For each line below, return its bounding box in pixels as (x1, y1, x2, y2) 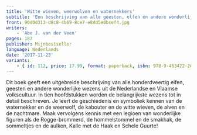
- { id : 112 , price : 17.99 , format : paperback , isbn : (16, 63, 151, 69)
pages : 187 (6, 36, 33, 41)
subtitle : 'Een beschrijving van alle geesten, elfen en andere (6, 14, 167, 20)
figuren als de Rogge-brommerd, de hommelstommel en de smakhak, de (6, 116, 182, 123)
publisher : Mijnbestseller (6, 41, 72, 47)
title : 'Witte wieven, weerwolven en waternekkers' (6, 8, 135, 15)
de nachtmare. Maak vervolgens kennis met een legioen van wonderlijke (6, 110, 181, 117)
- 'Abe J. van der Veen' (16, 30, 77, 36)
